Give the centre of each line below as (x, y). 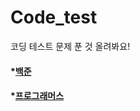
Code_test (54, 17)
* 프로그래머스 (37, 96)
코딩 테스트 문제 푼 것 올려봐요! (70, 46)
